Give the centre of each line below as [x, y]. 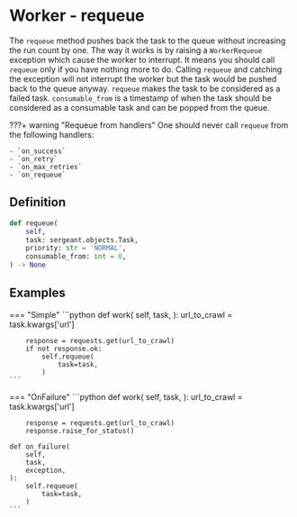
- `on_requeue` [38, 175]
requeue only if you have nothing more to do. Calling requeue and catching [146, 69]
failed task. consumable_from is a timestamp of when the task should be [140, 98]
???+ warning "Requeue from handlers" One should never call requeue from [149, 125]
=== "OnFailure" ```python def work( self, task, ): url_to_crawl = [126, 396]
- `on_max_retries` [46, 167]
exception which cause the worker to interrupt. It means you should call [142, 59]
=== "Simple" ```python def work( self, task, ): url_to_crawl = [121, 314]
